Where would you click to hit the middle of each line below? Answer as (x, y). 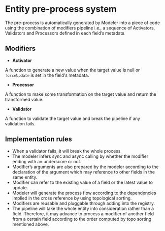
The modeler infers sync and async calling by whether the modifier (80, 156)
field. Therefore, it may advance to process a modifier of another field (83, 214)
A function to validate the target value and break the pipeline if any (73, 118)
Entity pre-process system (61, 9)
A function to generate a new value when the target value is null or (73, 70)
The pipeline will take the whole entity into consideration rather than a (83, 208)
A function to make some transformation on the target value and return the (81, 94)
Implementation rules (39, 139)
